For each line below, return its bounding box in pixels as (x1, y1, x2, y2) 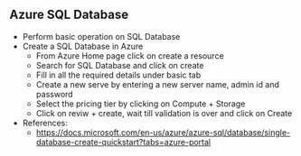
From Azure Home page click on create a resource (35, 50, 224, 61)
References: (22, 117, 68, 128)
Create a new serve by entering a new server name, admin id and (35, 78, 280, 89)
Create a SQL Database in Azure (22, 41, 144, 51)
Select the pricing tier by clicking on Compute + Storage (35, 98, 246, 109)
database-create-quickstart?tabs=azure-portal (35, 136, 211, 147)
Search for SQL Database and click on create (35, 60, 204, 70)
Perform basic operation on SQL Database (22, 31, 181, 41)
